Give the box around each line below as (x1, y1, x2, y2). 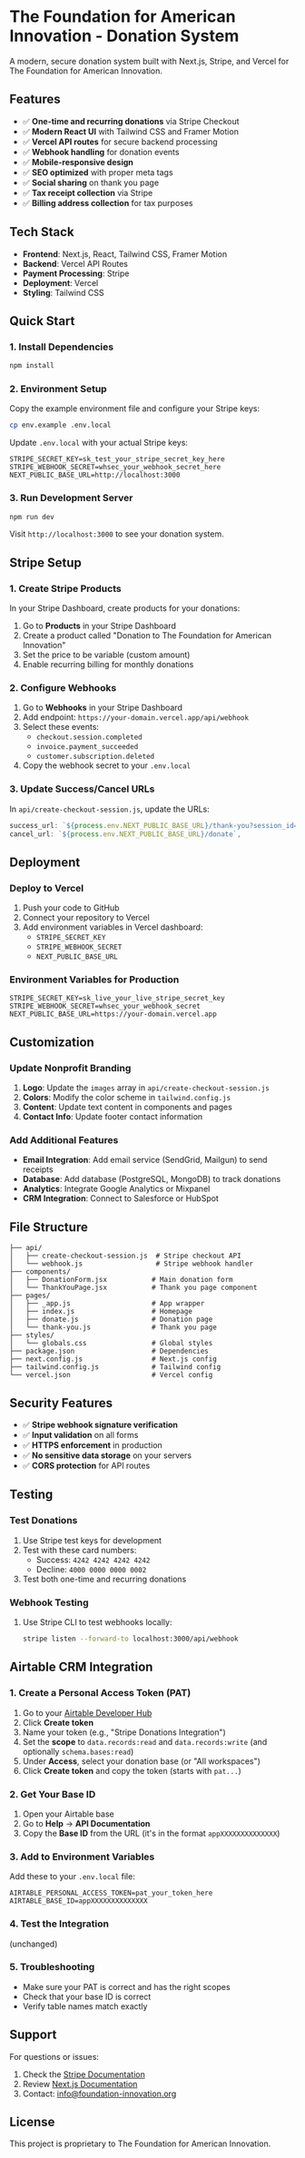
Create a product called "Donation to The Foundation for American (22, 630, 272, 641)
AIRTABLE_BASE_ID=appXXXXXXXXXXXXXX (9, 1897, 148, 1906)
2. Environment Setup (9, 383, 107, 396)
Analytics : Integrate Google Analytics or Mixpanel (22, 1183, 211, 1195)
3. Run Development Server (9, 492, 133, 505)
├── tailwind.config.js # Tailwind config (9, 1363, 221, 1372)
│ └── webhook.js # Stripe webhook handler (9, 1259, 254, 1268)
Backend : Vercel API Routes (22, 258, 129, 269)
